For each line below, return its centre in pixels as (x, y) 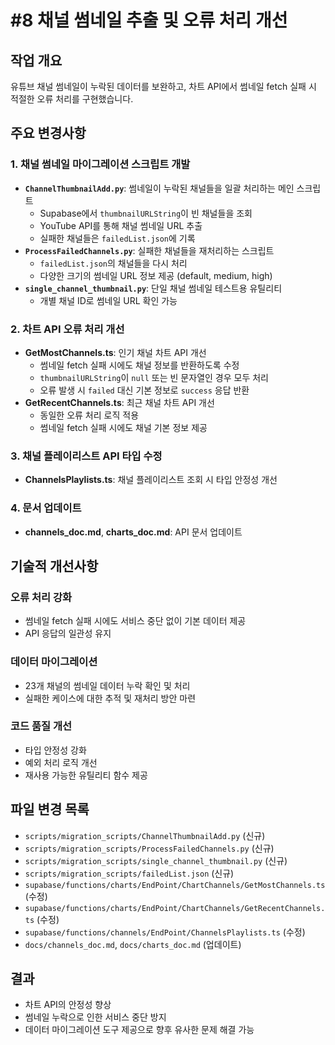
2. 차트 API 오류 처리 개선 (67, 329)
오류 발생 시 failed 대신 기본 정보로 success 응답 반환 (144, 390)
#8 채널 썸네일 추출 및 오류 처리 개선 (149, 20)
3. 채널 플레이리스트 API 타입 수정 (86, 456)
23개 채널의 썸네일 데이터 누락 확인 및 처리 (107, 685)
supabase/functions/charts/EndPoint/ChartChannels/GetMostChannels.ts (175, 885)
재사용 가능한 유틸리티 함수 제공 (86, 775)
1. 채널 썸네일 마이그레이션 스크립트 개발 (100, 164)
